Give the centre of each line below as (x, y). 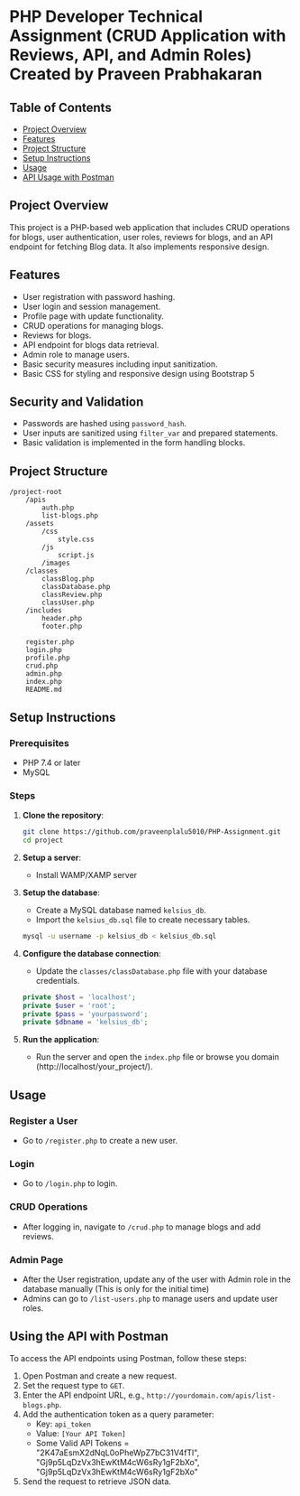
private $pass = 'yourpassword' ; (85, 1014)
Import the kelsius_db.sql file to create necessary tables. (143, 920)
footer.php (62, 626)
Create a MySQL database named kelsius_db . (121, 910)
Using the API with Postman (89, 1337)
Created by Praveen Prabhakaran (136, 75)
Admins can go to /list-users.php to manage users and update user (150, 1298)
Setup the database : (61, 893)
